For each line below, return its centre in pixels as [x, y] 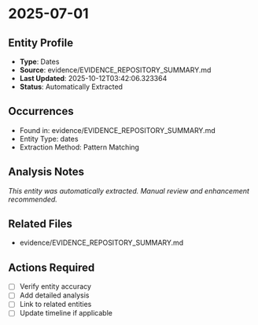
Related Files [41, 224]
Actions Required [52, 267]
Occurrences [41, 111]
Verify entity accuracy [55, 286]
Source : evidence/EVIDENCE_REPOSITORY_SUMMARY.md [115, 70]
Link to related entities [55, 305]
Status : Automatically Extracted [71, 87]
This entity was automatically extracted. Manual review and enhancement [129, 190]
